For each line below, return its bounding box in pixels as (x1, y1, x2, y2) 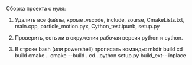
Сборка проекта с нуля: (6, 5, 66, 12)
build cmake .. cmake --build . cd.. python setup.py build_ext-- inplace (14, 52, 186, 58)
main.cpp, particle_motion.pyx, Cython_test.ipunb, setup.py (14, 23, 160, 30)
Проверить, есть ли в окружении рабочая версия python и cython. (14, 34, 183, 41)
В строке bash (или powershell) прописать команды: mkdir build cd (14, 45, 183, 53)
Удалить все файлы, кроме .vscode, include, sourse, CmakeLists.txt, (14, 17, 185, 23)
